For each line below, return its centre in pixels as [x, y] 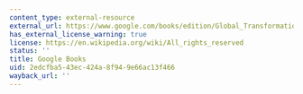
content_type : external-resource [72, 17]
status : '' [30, 51]
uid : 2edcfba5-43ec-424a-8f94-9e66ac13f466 [92, 68]
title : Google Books [48, 59]
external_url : [36, 26]
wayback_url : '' [40, 76]
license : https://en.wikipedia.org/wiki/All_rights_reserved [127, 43]
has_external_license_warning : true [78, 34]
